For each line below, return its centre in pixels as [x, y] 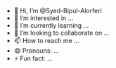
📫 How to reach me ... [46, 41]
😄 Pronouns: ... [37, 51]
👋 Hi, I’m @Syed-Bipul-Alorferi [58, 11]
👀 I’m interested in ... [44, 18]
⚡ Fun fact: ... [33, 58]
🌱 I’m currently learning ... [51, 25]
